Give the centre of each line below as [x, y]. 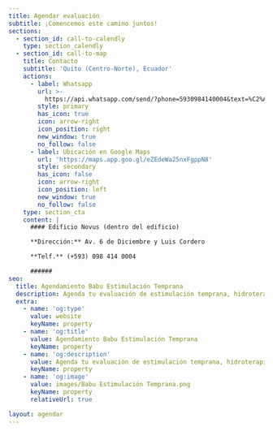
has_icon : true [63, 114]
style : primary [63, 106]
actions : [38, 76]
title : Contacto [51, 62]
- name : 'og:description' [67, 354]
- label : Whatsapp [61, 84]
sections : [25, 31]
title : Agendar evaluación [54, 16]
